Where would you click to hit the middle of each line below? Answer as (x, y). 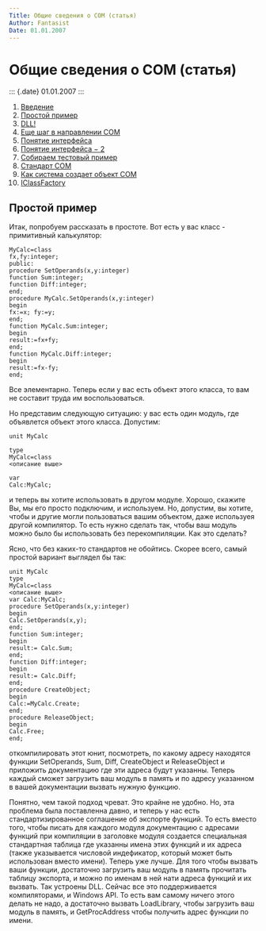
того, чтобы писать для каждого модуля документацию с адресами (124, 828)
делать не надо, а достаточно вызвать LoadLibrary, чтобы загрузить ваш (132, 904)
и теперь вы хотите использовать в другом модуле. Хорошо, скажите (127, 500)
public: (22, 264)
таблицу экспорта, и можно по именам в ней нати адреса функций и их (130, 879)
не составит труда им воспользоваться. (77, 398)
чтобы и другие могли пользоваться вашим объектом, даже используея (132, 517)
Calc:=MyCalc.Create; (45, 704)
